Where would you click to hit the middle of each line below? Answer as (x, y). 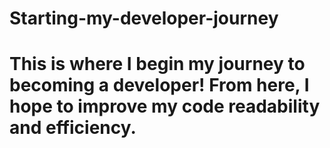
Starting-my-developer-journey (144, 18)
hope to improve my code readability (165, 106)
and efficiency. (73, 128)
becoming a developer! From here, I (159, 85)
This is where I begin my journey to (157, 64)
